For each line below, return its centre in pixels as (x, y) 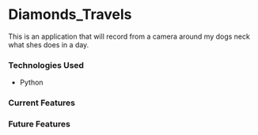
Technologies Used (46, 65)
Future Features (40, 124)
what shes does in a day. (49, 44)
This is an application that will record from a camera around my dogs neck (129, 36)
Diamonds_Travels (70, 15)
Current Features (42, 103)
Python (31, 82)
